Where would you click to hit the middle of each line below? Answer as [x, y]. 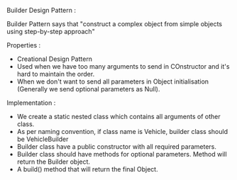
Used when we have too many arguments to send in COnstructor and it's [123, 66]
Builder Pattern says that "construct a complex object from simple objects [115, 24]
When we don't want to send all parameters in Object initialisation [113, 81]
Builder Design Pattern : [41, 10]
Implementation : [31, 103]
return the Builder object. [53, 162]
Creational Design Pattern [55, 59]
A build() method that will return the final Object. [87, 169]
